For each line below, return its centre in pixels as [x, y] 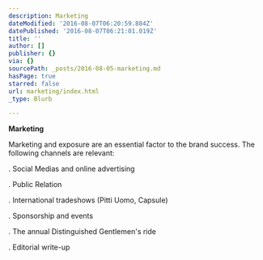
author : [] [27, 46]
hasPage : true [32, 76]
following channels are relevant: [62, 153]
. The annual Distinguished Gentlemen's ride [82, 232]
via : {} [21, 62]
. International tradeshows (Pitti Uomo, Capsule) [88, 200]
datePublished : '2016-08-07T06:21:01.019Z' [83, 31]
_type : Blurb [30, 99]
